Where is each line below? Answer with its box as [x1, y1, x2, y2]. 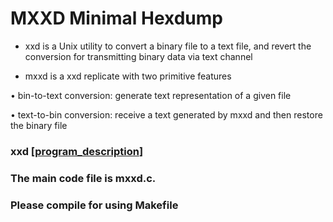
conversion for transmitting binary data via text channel [24, 50, 253, 62]
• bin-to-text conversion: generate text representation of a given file [10, 89, 292, 101]
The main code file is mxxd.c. [10, 171, 157, 185]
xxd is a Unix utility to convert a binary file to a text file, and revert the [24, 40, 312, 52]
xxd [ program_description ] [10, 144, 144, 158]
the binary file [10, 119, 68, 131]
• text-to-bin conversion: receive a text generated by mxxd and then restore [10, 108, 323, 121]
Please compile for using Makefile [10, 198, 179, 212]
